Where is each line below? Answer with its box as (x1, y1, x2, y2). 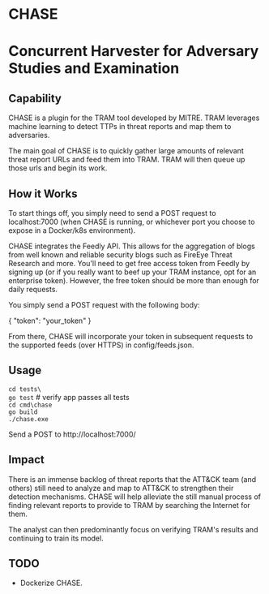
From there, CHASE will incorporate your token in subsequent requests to (8, 332, 254, 341)
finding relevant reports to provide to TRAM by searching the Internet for (8, 500, 251, 510)
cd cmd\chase (8, 401, 53, 409)
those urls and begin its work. (8, 163, 108, 173)
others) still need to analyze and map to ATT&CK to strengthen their (8, 483, 234, 493)
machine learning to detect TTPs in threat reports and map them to (8, 122, 232, 131)
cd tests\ (8, 385, 42, 394)
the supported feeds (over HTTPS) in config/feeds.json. (8, 340, 194, 350)
